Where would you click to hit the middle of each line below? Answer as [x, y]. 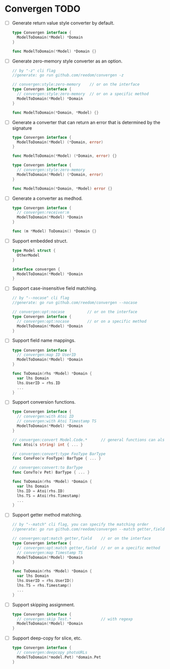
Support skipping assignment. [43, 604]
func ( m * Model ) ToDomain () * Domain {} [54, 231]
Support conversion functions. [44, 402]
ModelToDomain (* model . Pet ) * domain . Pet [59, 657]
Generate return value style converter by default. [63, 23]
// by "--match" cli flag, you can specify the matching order [80, 525]
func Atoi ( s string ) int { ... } [47, 445]
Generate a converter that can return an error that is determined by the [86, 122]
